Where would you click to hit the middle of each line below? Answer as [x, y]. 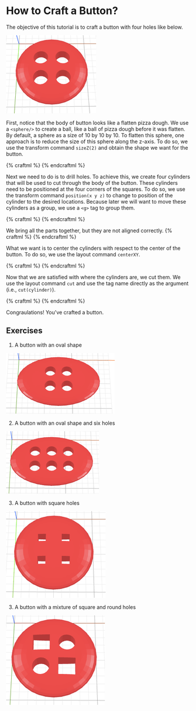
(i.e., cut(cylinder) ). [31, 289]
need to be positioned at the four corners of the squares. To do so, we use [96, 189]
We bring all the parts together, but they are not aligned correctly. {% [89, 231]
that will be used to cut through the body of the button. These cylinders [92, 182]
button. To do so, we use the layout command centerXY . [73, 254]
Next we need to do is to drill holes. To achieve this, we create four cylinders [98, 177]
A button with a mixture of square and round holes [75, 607]
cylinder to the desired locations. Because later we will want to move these [96, 201]
